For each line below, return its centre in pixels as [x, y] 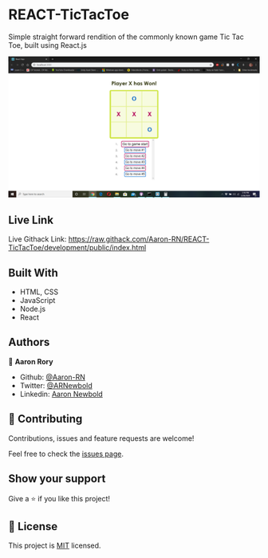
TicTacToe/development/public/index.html [77, 248]
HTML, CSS [39, 292]
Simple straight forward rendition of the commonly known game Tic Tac [126, 37]
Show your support [57, 479]
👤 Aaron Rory [31, 361]
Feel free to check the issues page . [66, 454]
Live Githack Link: [37, 239]
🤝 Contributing [45, 419]
